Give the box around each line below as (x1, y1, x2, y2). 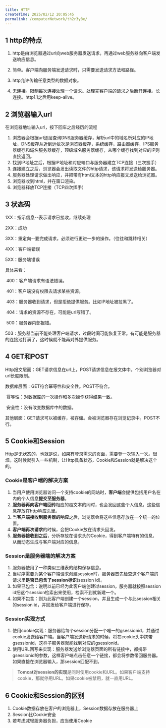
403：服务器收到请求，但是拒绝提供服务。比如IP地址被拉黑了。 (6, 299, 136, 304)
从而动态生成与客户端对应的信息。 (12, 539, 82, 545)
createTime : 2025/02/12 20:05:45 (5, 12, 74, 17)
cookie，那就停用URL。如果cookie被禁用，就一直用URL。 (17, 675, 136, 681)
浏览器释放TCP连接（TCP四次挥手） (12, 184, 87, 190)
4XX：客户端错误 (5, 246, 41, 252)
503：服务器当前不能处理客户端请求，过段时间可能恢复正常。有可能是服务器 (5, 330, 161, 336)
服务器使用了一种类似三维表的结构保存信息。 (12, 565, 104, 571)
